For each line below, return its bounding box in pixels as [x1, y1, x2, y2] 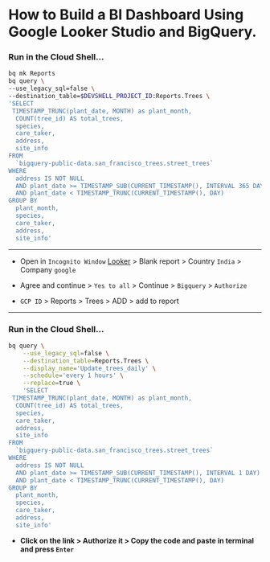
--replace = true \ [22, 379, 81, 388]
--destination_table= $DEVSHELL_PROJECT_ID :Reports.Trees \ [8, 92, 211, 101]
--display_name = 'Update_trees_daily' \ [22, 364, 157, 372]
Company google [19, 265, 76, 274]
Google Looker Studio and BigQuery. [8, 23, 257, 41]
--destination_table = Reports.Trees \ [22, 356, 149, 365]
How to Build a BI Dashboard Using [8, 6, 244, 24]
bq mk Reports [8, 70, 56, 78]
